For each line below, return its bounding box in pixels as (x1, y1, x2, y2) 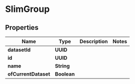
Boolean (55, 71, 75, 78)
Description (79, 38, 108, 45)
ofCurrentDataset (7, 71, 51, 78)
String (55, 63, 70, 69)
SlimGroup (5, 3, 50, 15)
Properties (5, 23, 39, 32)
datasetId (7, 46, 31, 53)
